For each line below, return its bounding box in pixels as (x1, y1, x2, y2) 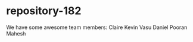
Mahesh (6, 30, 26, 37)
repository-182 (6, 4, 82, 18)
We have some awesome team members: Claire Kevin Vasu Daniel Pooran (6, 24, 188, 31)
